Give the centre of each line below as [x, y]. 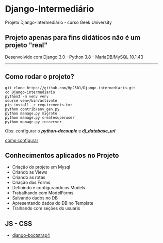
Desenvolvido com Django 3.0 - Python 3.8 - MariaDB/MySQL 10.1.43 [74, 57]
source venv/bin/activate [31, 100]
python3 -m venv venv [27, 96]
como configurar [22, 140]
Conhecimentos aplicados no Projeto [62, 155]
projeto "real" [26, 45]
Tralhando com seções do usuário [46, 208]
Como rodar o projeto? [40, 77]
